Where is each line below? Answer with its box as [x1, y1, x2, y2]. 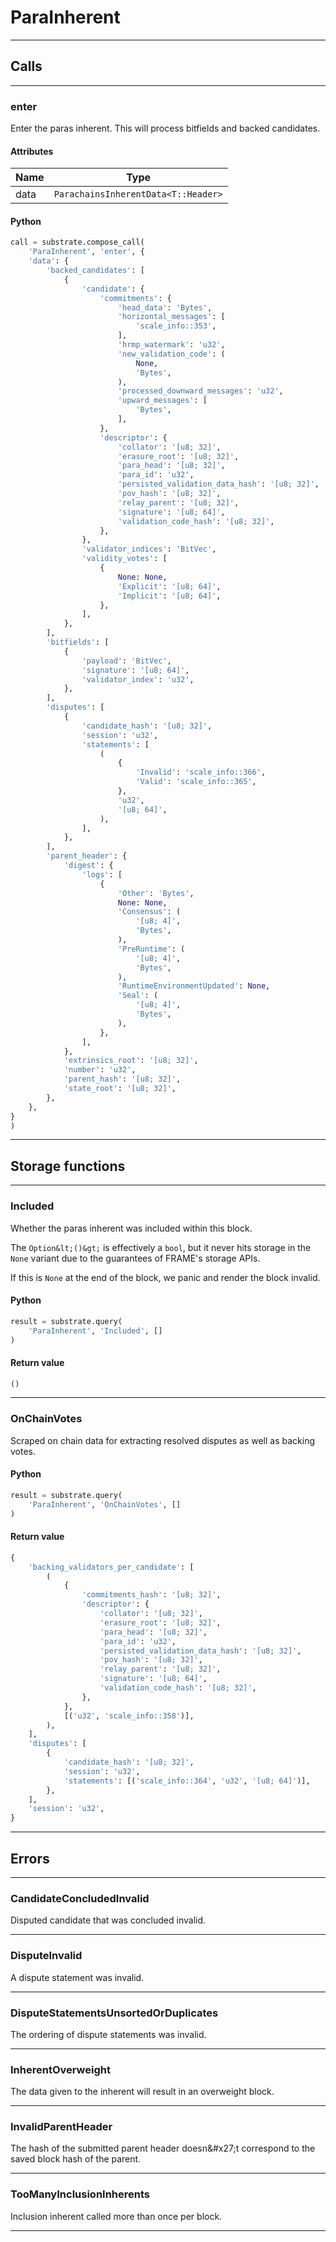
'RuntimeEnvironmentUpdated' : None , [117, 981, 271, 991]
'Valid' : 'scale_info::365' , [135, 777, 257, 787]
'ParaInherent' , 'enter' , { [28, 247, 145, 257]
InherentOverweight [10, 2062, 111, 2076]
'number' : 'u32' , [63, 1065, 137, 1075]
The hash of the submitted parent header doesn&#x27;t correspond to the [10, 2142, 316, 2155]
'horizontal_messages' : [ [117, 312, 226, 322]
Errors [10, 1850, 50, 1867]
